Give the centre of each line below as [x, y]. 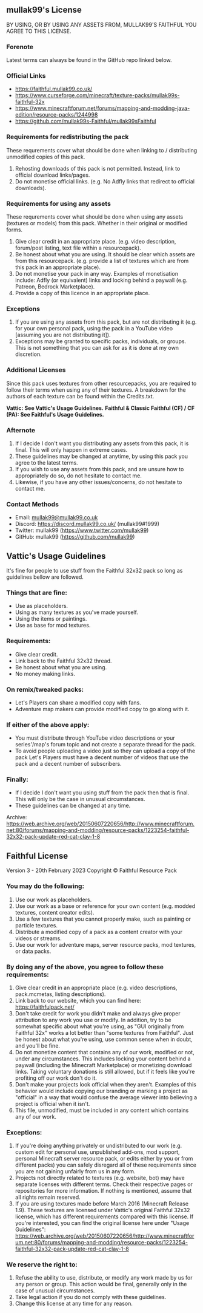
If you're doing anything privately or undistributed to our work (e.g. [98, 1146]
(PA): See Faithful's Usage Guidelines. [55, 414]
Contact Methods [33, 504]
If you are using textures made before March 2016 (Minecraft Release [102, 1204]
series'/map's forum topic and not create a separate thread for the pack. [105, 745]
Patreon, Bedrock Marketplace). [55, 287]
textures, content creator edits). [55, 912]
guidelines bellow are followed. [45, 577]
